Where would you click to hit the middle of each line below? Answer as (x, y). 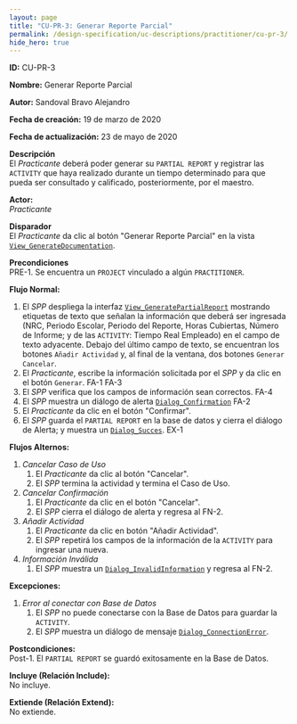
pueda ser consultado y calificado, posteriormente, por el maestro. (132, 183)
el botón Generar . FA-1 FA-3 (72, 383)
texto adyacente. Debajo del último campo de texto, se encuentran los (151, 345)
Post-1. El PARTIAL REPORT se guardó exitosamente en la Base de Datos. (139, 658)
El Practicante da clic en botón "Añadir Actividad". (127, 531)
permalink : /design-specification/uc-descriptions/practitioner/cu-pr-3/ (149, 34)
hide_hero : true (39, 42)
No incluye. (30, 685)
